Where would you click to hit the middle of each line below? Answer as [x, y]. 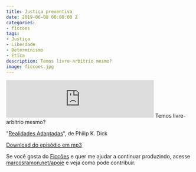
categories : [21, 22]
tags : [13, 34]
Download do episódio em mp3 [44, 145]
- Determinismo [25, 50]
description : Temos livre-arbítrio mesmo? [59, 61]
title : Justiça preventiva [39, 12]
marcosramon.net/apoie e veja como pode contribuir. [71, 163]
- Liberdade [21, 45]
